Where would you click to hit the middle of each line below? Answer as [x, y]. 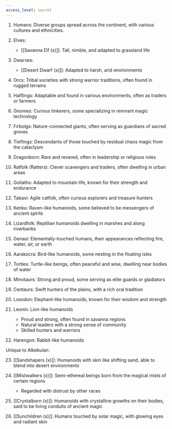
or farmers [24, 101]
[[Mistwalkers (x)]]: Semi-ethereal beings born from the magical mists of [90, 375]
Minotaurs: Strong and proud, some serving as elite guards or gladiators [89, 279]
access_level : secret [29, 10]
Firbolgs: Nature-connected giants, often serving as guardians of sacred [90, 126]
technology [25, 116]
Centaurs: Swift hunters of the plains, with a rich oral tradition [78, 289]
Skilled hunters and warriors [51, 330]
